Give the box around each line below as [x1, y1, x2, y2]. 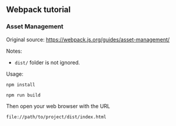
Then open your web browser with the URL [6, 102, 111, 109]
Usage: [6, 70, 24, 77]
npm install [6, 82, 35, 88]
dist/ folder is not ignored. [14, 59, 81, 66]
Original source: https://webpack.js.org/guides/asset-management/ [6, 35, 170, 43]
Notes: [6, 47, 22, 54]
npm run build [6, 92, 41, 98]
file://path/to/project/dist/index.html [6, 114, 107, 120]
